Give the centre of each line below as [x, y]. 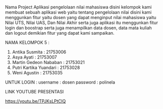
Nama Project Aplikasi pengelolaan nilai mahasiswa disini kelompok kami [78, 7]
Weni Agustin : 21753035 [37, 73]
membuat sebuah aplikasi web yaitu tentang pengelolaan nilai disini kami [78, 12]
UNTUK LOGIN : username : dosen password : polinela [60, 82]
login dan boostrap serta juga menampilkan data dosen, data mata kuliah [79, 28]
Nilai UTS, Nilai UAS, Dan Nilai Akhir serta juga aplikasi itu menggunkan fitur [81, 22]
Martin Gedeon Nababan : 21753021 [48, 62]
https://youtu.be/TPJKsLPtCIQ [35, 101]
